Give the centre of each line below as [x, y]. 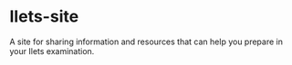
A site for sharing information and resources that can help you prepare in [146, 42]
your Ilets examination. [52, 51]
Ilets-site [44, 17]
